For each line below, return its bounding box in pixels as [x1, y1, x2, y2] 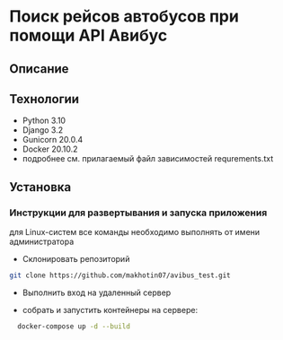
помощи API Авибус [9, 25, 168, 46]
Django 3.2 [22, 125, 64, 135]
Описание [9, 61, 69, 76]
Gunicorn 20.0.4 [22, 135, 84, 145]
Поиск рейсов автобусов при [9, 6, 240, 27]
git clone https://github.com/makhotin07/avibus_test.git [9, 271, 231, 280]
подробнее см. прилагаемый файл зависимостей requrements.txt [22, 153, 274, 164]
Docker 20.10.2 [22, 144, 78, 154]
